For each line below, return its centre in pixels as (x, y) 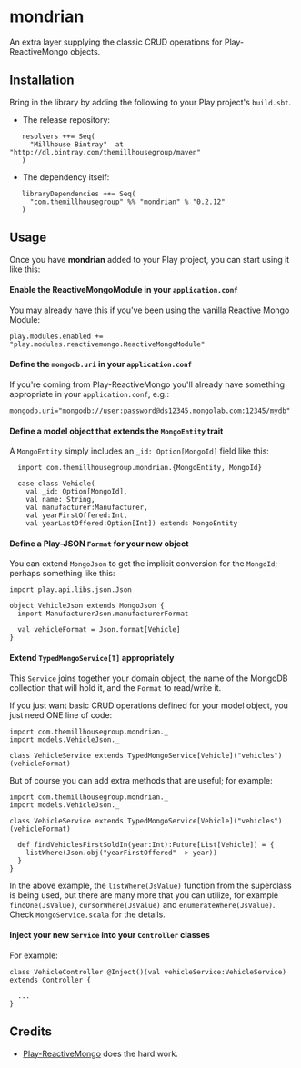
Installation (42, 80)
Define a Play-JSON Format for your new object (99, 544)
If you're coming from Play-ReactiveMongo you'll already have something (147, 384)
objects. (85, 51)
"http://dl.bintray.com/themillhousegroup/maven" (105, 152)
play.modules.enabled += (56, 336)
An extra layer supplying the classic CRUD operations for (116, 42)
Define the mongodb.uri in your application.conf (101, 364)
